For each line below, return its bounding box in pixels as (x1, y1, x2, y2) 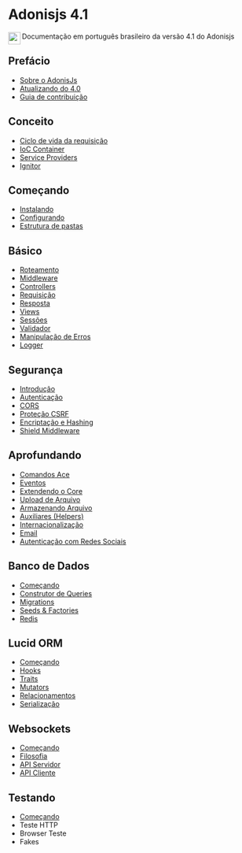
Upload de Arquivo (19, 495, 81, 504)
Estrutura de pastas (19, 221, 84, 231)
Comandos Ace (19, 469, 70, 479)
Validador (19, 324, 51, 333)
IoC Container (19, 144, 65, 154)
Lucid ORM (8, 636, 63, 651)
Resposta (19, 299, 51, 308)
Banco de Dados (8, 559, 90, 573)
